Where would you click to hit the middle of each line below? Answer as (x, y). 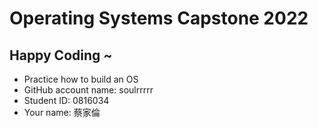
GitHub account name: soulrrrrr (88, 90)
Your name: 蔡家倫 (62, 112)
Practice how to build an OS (81, 79)
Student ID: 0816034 (66, 100)
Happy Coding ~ (61, 55)
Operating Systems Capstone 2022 (159, 18)
